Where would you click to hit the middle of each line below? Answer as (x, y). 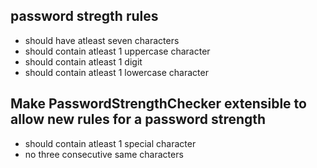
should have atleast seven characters (102, 40)
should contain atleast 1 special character (110, 143)
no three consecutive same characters (104, 154)
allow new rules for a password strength (138, 119)
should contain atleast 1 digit (83, 61)
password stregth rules (84, 16)
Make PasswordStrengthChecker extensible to (158, 104)
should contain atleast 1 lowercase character (116, 72)
